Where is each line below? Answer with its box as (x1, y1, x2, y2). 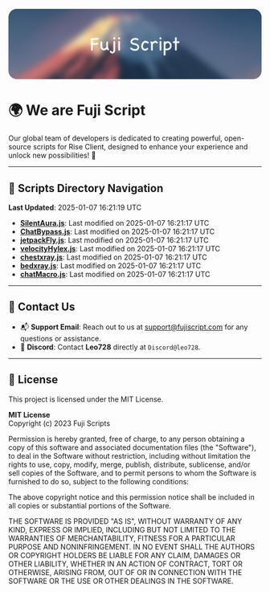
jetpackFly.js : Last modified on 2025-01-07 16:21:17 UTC (19, 235, 209, 245)
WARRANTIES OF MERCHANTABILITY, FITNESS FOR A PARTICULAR (8, 533, 235, 543)
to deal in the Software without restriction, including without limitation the (8, 451, 251, 460)
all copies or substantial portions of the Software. (8, 500, 171, 510)
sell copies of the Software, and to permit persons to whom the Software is (8, 467, 257, 478)
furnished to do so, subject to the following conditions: (8, 476, 189, 486)
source (8, 142, 32, 152)
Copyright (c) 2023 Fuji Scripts (8, 418, 111, 428)
